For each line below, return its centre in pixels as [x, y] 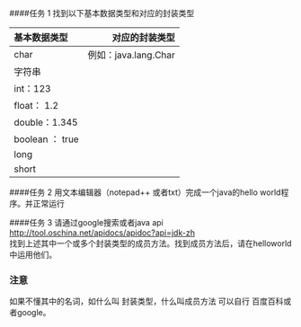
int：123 [32, 88]
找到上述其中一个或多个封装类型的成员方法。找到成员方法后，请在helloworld [150, 243]
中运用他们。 [33, 255]
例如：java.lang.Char [131, 55]
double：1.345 [46, 122]
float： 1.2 [36, 106]
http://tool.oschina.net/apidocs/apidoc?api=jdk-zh [102, 233]
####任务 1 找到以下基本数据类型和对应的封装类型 [102, 13]
